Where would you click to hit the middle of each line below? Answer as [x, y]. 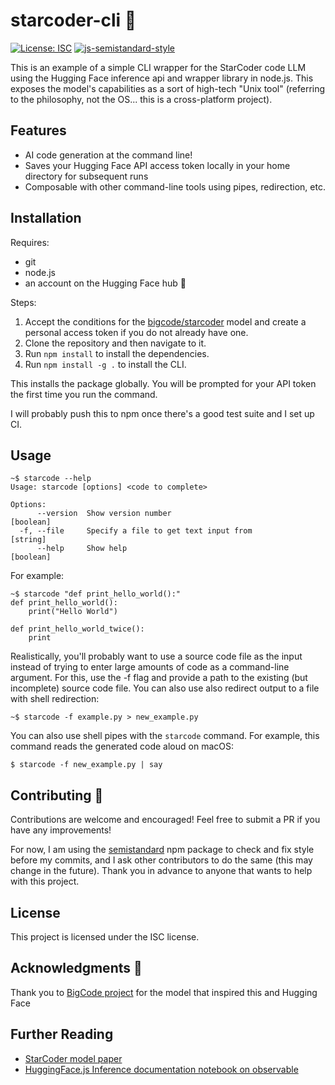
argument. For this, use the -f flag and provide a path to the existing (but [159, 678]
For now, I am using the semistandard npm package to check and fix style [162, 850]
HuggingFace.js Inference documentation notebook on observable [161, 1069]
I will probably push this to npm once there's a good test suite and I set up [162, 413]
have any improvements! [61, 830]
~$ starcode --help [51, 479]
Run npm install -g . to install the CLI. [105, 364]
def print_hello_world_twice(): [77, 629]
